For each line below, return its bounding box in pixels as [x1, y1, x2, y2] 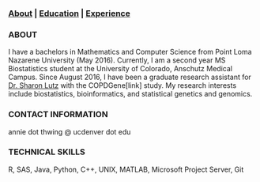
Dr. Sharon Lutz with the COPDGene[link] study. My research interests [8, 81, 237, 90]
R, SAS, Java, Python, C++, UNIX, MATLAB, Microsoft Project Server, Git [8, 165, 244, 174]
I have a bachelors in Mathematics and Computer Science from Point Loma [8, 47, 252, 57]
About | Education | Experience [8, 8, 130, 19]
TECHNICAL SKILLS [8, 146, 85, 157]
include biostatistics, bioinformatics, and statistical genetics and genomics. [8, 89, 253, 99]
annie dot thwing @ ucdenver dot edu [8, 127, 131, 136]
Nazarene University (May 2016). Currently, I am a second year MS [8, 55, 226, 65]
